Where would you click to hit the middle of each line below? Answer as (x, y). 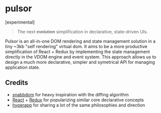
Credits (17, 83)
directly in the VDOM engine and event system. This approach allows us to (81, 56)
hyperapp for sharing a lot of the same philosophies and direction (79, 105)
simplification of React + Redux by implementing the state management (78, 52)
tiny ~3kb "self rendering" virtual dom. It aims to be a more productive (76, 46)
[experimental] (20, 22)
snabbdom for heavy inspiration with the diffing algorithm (70, 94)
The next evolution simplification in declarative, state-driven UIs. (82, 31)
